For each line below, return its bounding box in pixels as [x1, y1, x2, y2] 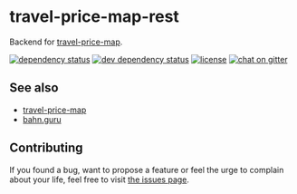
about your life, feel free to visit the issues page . [9, 174, 190, 185]
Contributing [9, 141, 83, 156]
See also [9, 80, 59, 96]
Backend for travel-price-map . [9, 36, 123, 47]
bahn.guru [22, 113, 62, 124]
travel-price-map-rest [9, 6, 179, 27]
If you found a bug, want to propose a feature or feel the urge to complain [9, 164, 284, 175]
